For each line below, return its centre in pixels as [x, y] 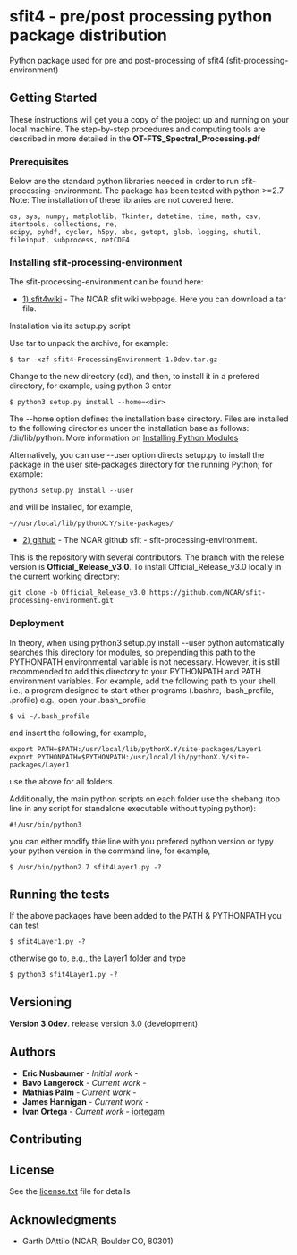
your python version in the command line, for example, [110, 851]
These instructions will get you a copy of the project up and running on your [149, 119]
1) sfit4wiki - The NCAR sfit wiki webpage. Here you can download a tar [154, 299]
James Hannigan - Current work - [85, 1102]
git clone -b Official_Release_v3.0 [77, 593]
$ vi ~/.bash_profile [50, 716]
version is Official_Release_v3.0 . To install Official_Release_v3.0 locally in [145, 567]
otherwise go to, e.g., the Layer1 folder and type [98, 958]
